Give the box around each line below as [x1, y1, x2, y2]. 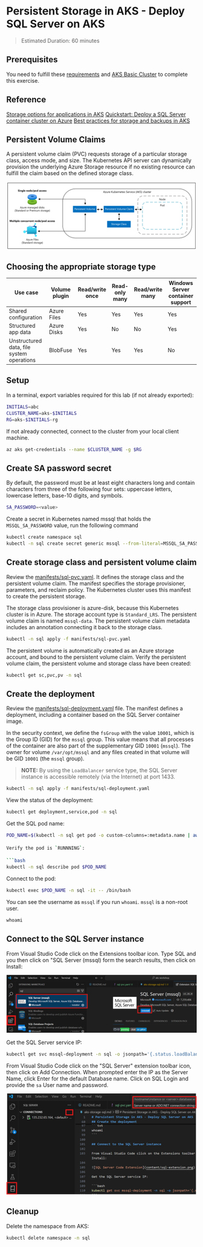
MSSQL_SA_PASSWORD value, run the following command [6, 522, 139, 529]
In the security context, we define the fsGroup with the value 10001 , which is [6, 729, 195, 737]
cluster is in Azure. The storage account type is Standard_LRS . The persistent [6, 611, 197, 618]
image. [6, 717, 24, 725]
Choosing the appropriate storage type [6, 261, 156, 272]
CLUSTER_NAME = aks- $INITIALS [6, 410, 77, 416]
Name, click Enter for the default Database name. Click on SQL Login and [6, 1075, 189, 1082]
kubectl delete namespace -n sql [6, 1235, 91, 1241]
